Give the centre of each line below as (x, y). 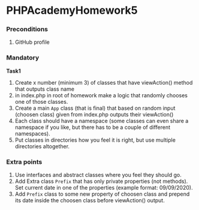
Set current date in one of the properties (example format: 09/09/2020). (104, 188)
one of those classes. (41, 101)
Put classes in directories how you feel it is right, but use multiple (95, 140)
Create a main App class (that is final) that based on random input (95, 108)
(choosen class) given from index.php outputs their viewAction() (94, 114)
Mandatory (23, 58)
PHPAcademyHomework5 (72, 10)
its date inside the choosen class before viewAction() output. (90, 200)
